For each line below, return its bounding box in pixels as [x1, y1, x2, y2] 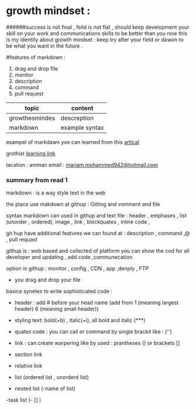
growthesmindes [9, 113, 56, 122]
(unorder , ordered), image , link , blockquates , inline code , [6, 219, 150, 226]
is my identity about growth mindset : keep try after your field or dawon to [6, 36, 184, 43]
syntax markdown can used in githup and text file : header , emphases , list [6, 212, 187, 219]
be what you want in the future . [6, 42, 83, 49]
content [71, 104, 94, 112]
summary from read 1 [6, 176, 68, 184]
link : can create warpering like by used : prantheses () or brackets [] [14, 340, 180, 347]
